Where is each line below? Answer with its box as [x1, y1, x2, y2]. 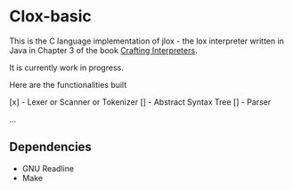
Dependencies [9, 139, 92, 154]
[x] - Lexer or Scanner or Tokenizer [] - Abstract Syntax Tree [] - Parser [9, 96, 272, 107]
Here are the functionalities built [9, 79, 127, 90]
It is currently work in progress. [9, 62, 125, 73]
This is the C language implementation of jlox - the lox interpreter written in [9, 36, 285, 46]
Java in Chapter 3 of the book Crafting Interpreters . [9, 44, 198, 55]
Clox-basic [9, 6, 92, 27]
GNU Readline [21, 162, 74, 174]
